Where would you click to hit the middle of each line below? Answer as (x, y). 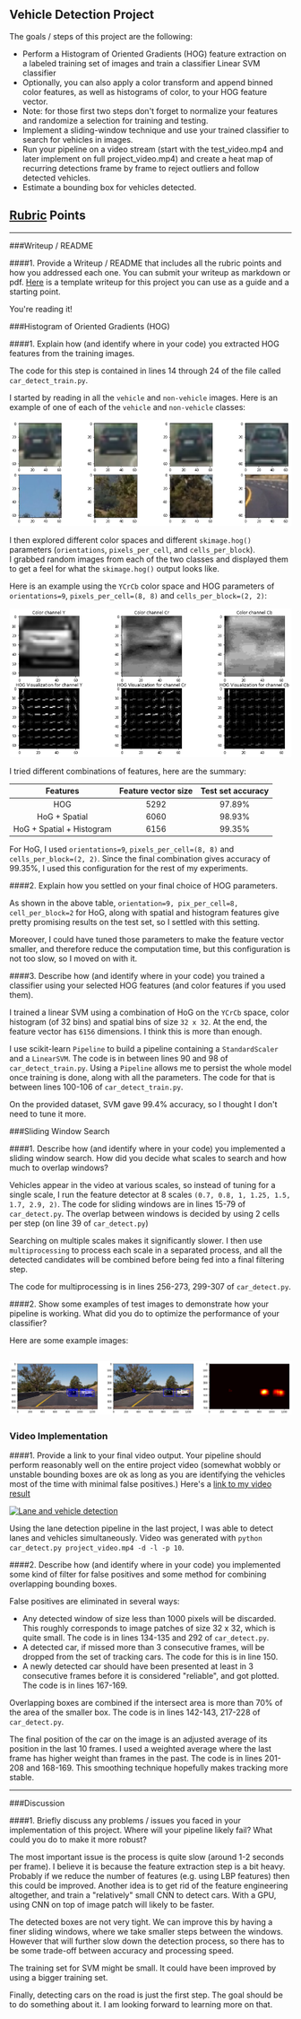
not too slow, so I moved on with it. (73, 958)
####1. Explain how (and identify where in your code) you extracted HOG (145, 344)
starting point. (35, 292)
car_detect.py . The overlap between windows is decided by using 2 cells (145, 1213)
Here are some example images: (69, 1340)
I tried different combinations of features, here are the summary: (128, 771)
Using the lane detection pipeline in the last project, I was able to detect (142, 1528)
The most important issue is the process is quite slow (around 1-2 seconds (147, 1857)
